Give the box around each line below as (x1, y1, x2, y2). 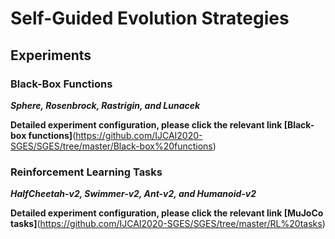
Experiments (10, 47, 92, 64)
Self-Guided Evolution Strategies (10, 7, 290, 30)
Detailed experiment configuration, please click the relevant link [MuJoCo (10, 207, 324, 219)
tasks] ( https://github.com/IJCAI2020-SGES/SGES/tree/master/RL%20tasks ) (10, 218, 326, 230)
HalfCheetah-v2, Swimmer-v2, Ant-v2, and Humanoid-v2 (10, 188, 257, 200)
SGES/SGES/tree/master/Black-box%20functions (10, 140, 213, 152)
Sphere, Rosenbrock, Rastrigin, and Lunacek (10, 99, 201, 111)
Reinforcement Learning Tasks (10, 165, 163, 179)
